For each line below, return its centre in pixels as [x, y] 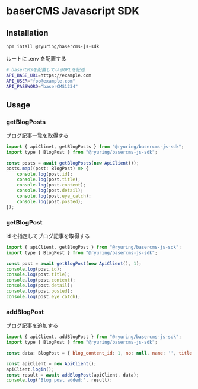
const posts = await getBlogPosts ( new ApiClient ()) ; [73, 163]
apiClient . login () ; [30, 369]
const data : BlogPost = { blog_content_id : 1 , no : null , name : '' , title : [100, 353]
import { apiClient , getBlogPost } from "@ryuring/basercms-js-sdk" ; [94, 247]
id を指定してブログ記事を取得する [48, 236]
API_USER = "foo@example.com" [41, 81]
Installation [27, 33]
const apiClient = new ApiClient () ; [51, 363]
